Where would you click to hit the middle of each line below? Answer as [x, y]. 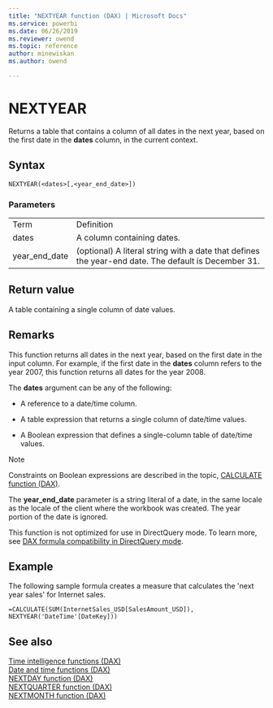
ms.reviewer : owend [41, 39]
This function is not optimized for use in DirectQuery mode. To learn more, [133, 532]
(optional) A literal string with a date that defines [168, 250]
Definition [95, 224]
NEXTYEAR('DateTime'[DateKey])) [63, 617]
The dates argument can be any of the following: [90, 388]
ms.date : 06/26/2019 [43, 31]
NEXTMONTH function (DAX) [57, 696]
